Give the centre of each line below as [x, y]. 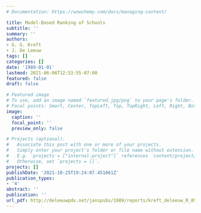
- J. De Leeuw [24, 51]
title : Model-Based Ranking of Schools [56, 22]
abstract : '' [22, 190]
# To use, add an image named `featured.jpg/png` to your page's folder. [100, 100]
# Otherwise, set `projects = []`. [53, 161]
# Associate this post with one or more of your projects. [84, 145]
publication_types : [31, 178]
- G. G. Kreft [24, 45]
